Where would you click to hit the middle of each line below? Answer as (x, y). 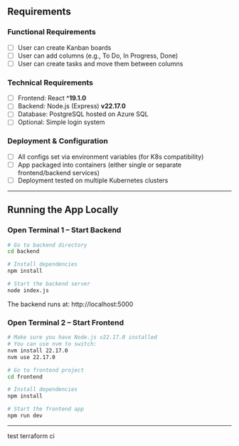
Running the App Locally (63, 210)
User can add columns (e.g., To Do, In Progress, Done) (98, 56)
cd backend (23, 251)
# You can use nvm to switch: (52, 344)
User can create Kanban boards (64, 47)
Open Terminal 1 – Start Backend (64, 230)
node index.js (28, 290)
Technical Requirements (51, 83)
